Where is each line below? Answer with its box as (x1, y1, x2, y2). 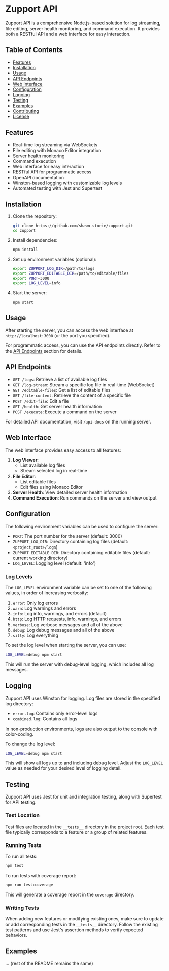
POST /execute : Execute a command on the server (12, 409, 117, 415)
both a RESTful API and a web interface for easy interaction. (5, 31, 131, 37)
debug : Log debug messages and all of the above (12, 627, 115, 633)
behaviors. (5, 932, 28, 938)
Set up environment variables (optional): (12, 256, 97, 262)
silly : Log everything (12, 632, 58, 638)
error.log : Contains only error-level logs (12, 710, 98, 716)
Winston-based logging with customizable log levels (12, 180, 122, 186)
